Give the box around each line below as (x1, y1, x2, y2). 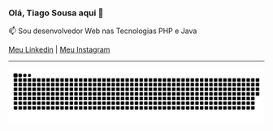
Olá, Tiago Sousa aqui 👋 (8, 7, 104, 19)
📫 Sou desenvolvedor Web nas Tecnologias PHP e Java (8, 26, 197, 36)
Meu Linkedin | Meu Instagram (8, 44, 110, 55)
